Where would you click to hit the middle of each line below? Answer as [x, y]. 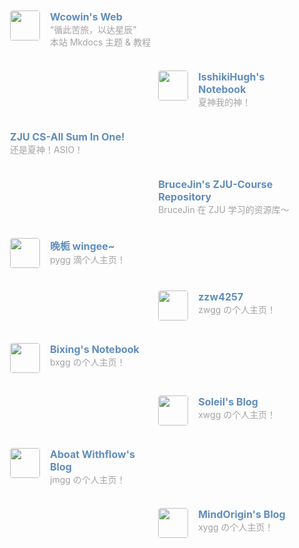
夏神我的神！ [225, 102]
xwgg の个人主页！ [237, 414]
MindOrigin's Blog [242, 514]
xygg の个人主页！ [236, 527]
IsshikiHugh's [231, 76]
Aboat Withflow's [92, 454]
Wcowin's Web [86, 16]
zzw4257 [221, 296]
